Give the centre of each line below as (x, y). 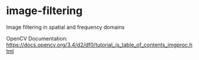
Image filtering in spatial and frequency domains (66, 27)
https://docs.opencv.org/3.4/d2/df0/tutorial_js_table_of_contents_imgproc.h (99, 45)
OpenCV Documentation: (37, 38)
